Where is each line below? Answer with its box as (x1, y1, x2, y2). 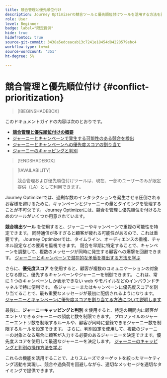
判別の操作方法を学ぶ (18, 345, 62, 351)
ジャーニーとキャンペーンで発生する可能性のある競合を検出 (12, 135, 134, 141)
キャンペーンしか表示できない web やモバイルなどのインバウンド (22, 278, 156, 284)
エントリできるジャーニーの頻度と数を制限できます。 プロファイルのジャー (5, 313, 158, 319)
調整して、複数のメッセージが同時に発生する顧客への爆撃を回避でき (18, 249, 157, 254)
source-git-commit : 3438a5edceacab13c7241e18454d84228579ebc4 (5, 40, 137, 45)
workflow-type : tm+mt (5, 44, 50, 49)
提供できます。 (26, 368, 57, 374)
